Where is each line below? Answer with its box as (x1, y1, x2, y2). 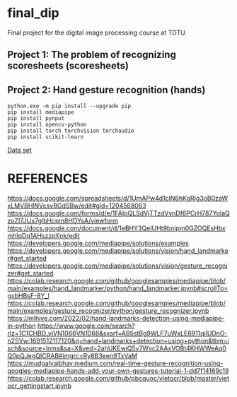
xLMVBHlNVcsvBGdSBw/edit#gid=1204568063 (7, 201, 146, 210)
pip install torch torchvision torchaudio (7, 127, 134, 135)
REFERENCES (7, 171, 88, 186)
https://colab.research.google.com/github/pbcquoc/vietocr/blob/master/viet (7, 374, 230, 383)
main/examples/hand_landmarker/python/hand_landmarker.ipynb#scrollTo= (7, 284, 229, 292)
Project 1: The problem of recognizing (7, 49, 177, 61)
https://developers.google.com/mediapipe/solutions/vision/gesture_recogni (7, 261, 228, 270)
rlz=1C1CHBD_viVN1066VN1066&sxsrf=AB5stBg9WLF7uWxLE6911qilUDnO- (7, 329, 228, 338)
